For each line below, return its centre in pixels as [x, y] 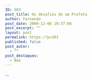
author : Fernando [23, 19]
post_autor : [17, 46]
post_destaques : [22, 56]
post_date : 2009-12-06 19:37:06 [38, 23]
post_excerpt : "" [23, 28]
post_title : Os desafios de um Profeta [46, 14]
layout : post [19, 33]
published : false [23, 42]
